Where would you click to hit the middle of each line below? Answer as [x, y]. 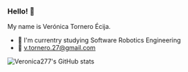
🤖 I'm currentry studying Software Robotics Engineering [99, 40]
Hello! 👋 [21, 11]
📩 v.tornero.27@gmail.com [56, 48]
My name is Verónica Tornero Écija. [59, 27]
